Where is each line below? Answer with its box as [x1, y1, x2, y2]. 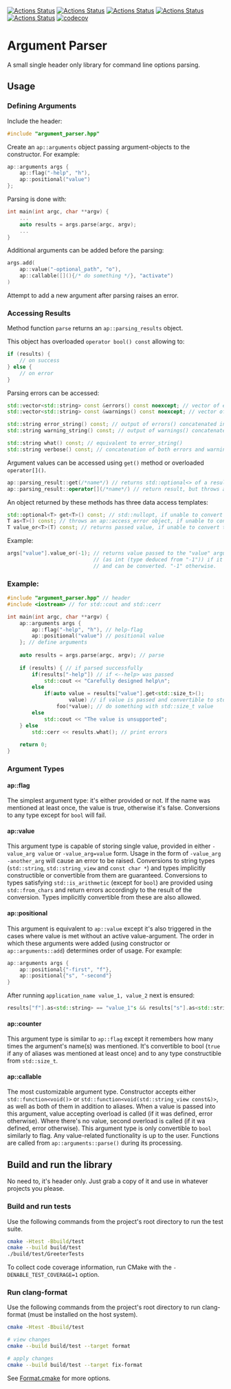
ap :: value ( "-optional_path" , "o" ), [19, 266, 122, 273]
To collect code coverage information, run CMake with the [7, 1263, 172, 1271]
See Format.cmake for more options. [7, 1374, 111, 1382]
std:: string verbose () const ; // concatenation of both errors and [7, 446, 205, 453]
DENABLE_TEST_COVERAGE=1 [7, 1272, 78, 1279]
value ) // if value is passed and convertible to [68, 697, 214, 703]
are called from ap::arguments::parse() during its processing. [7, 1139, 183, 1147]
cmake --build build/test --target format [7, 1343, 131, 1350]
